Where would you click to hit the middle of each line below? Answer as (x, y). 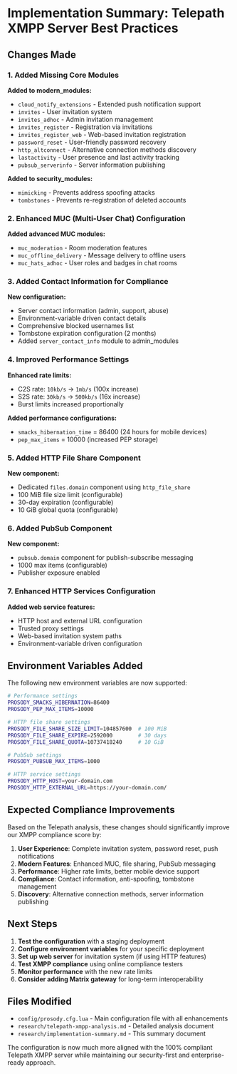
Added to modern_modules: (49, 90)
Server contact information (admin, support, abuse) (93, 311)
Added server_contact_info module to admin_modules (98, 341)
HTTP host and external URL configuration (80, 620)
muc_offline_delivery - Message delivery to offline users (102, 255)
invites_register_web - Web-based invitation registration (102, 134)
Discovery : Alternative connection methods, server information (111, 894)
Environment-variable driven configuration (80, 643)
